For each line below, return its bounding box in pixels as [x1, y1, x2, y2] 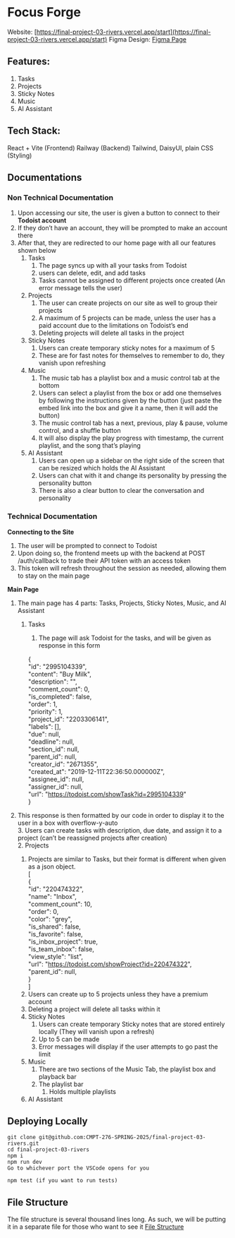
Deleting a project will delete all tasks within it [27, 1004, 160, 1013]
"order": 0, [27, 907, 59, 915]
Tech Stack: [7, 125, 61, 137]
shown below [17, 246, 56, 255]
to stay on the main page [17, 571, 90, 580]
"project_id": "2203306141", [27, 715, 109, 723]
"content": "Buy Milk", [27, 669, 91, 678]
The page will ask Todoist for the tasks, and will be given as [38, 633, 212, 642]
